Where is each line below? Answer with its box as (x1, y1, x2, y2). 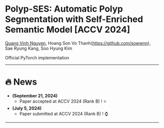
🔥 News (5, 76, 38, 88)
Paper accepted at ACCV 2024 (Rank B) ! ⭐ (19, 98, 107, 104)
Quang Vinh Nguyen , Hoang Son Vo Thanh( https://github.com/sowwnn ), (5, 40, 151, 46)
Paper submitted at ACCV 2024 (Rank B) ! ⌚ (19, 110, 108, 116)
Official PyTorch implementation (5, 55, 70, 60)
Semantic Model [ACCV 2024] (5, 24, 130, 35)
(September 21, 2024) (12, 92, 58, 98)
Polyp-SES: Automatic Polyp (5, 3, 123, 15)
